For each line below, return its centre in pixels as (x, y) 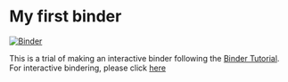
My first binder (66, 16)
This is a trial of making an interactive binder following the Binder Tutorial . (144, 58)
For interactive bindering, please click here (88, 68)
